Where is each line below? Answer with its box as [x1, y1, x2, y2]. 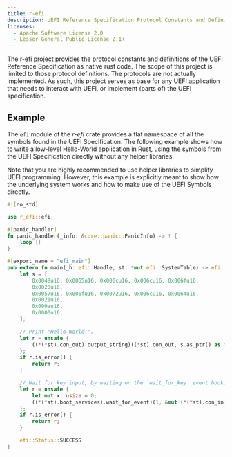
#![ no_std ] [7, 201, 39, 208]
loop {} [19, 239, 41, 246]
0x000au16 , [32, 303, 64, 310]
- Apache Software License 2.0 [13, 29, 104, 37]
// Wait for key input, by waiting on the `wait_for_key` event [19, 379, 209, 386]
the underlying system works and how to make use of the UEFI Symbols [7, 180, 212, 188]
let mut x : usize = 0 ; [32, 392, 97, 399]
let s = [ [19, 271, 48, 278]
